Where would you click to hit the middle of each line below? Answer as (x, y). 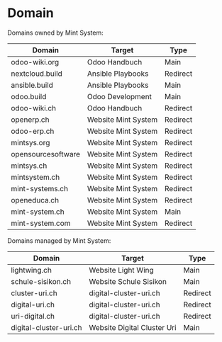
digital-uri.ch (33, 304)
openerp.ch (30, 120)
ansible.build (32, 85)
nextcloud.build (37, 74)
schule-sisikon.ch (41, 281)
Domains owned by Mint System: (56, 33)
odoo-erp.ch (33, 131)
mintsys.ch (29, 166)
